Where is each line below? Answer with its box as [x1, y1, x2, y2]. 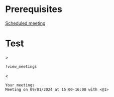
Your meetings [5, 82, 35, 87]
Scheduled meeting [5, 20, 46, 26]
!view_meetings [5, 64, 37, 69]
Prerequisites [5, 4, 63, 15]
